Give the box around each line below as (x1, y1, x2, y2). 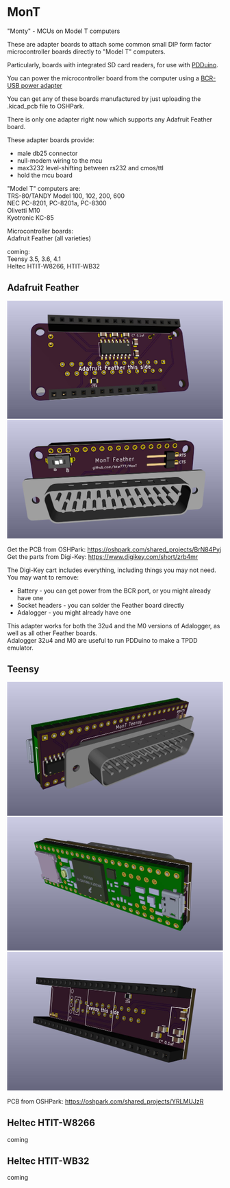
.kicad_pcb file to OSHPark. (7, 102, 85, 110)
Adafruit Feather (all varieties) (7, 234, 91, 242)
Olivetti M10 (7, 206, 40, 214)
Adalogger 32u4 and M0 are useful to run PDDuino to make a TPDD (7, 636, 198, 644)
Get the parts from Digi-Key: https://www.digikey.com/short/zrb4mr (7, 552, 199, 560)
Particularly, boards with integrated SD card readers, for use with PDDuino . (7, 60, 219, 69)
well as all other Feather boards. (7, 629, 98, 637)
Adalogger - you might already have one (16, 608, 131, 617)
